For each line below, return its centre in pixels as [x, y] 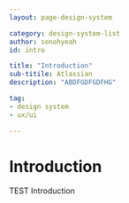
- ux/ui [23, 115]
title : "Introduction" [51, 66]
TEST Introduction [42, 191]
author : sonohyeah [43, 42]
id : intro [27, 50]
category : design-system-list [65, 33]
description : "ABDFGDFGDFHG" [63, 82]
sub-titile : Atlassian [51, 74]
